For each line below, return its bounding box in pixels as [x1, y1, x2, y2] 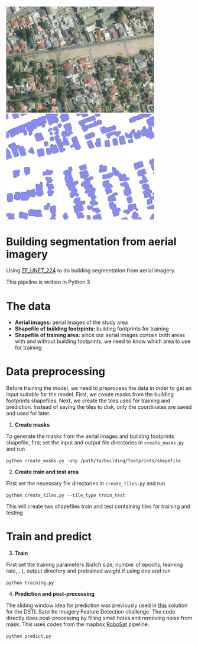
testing [6, 509, 23, 516]
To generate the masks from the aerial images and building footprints [6, 433, 174, 440]
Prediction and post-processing [14, 590, 95, 598]
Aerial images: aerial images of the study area [14, 319, 128, 326]
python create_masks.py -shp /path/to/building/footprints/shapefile [6, 458, 181, 464]
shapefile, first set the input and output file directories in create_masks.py [6, 439, 184, 446]
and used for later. [6, 410, 51, 417]
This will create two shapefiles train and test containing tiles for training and [6, 503, 191, 510]
